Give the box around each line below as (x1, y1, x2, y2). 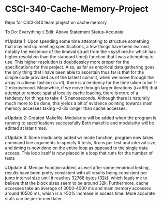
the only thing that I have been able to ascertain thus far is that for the (5, 69, 144, 75)
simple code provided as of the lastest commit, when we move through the (5, 74, 154, 80)
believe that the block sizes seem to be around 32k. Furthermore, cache (5, 180, 148, 186)
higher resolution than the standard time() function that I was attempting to (5, 53, 154, 59)
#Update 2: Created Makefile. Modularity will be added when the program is (5, 115, 157, 120)
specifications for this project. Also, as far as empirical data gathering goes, (5, 64, 156, 70)
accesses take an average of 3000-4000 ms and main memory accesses (5, 185, 151, 191)
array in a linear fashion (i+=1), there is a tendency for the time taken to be (5, 79, 153, 86)
